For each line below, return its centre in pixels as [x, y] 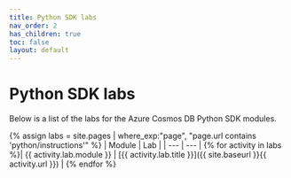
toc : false [29, 42]
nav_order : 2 [33, 26]
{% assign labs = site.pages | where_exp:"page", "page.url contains [133, 136]
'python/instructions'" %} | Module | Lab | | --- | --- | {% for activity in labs [145, 145]
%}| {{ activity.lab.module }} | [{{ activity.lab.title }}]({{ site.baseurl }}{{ [138, 155]
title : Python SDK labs [53, 17]
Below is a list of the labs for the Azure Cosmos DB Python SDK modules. [143, 119]
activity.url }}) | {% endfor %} [63, 164]
